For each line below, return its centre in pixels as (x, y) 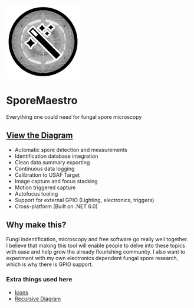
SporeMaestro (42, 101)
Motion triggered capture (45, 187)
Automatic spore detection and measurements (71, 150)
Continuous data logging (45, 168)
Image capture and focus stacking (56, 181)
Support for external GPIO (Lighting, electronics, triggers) (84, 200)
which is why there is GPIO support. (50, 264)
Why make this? (36, 225)
